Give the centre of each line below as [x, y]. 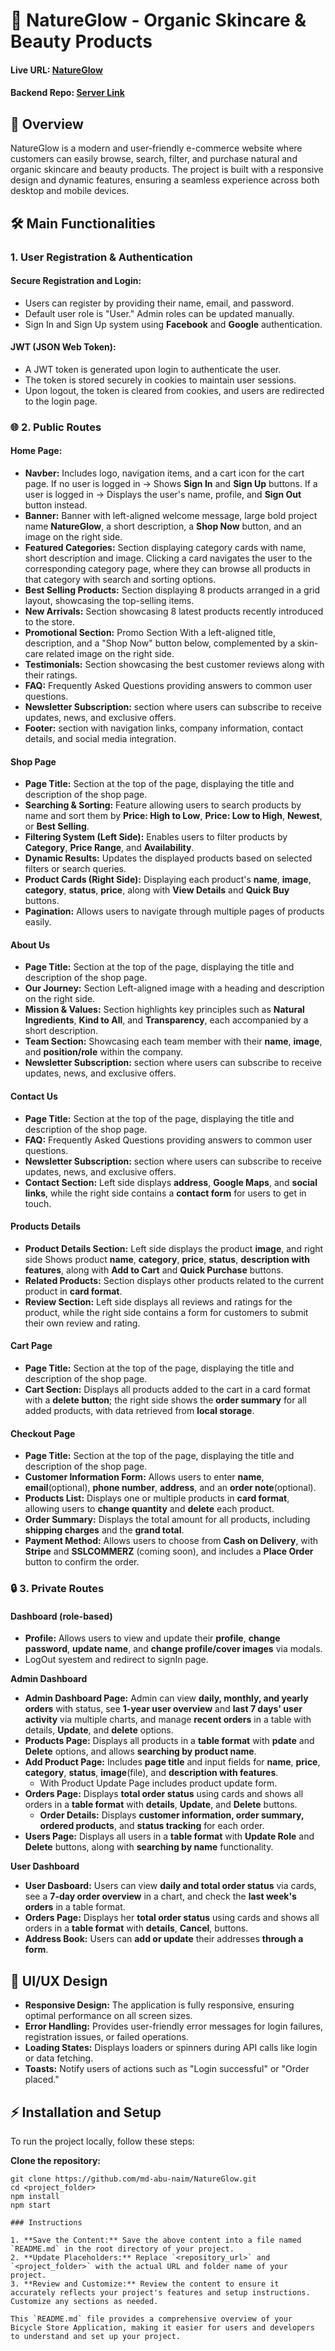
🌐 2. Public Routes [56, 427]
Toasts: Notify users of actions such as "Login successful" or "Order [167, 2069]
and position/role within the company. [104, 1052]
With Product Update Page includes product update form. [158, 1783]
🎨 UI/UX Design [59, 1980]
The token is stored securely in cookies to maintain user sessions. [160, 380]
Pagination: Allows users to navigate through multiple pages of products [174, 911]
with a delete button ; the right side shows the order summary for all [166, 1400]
